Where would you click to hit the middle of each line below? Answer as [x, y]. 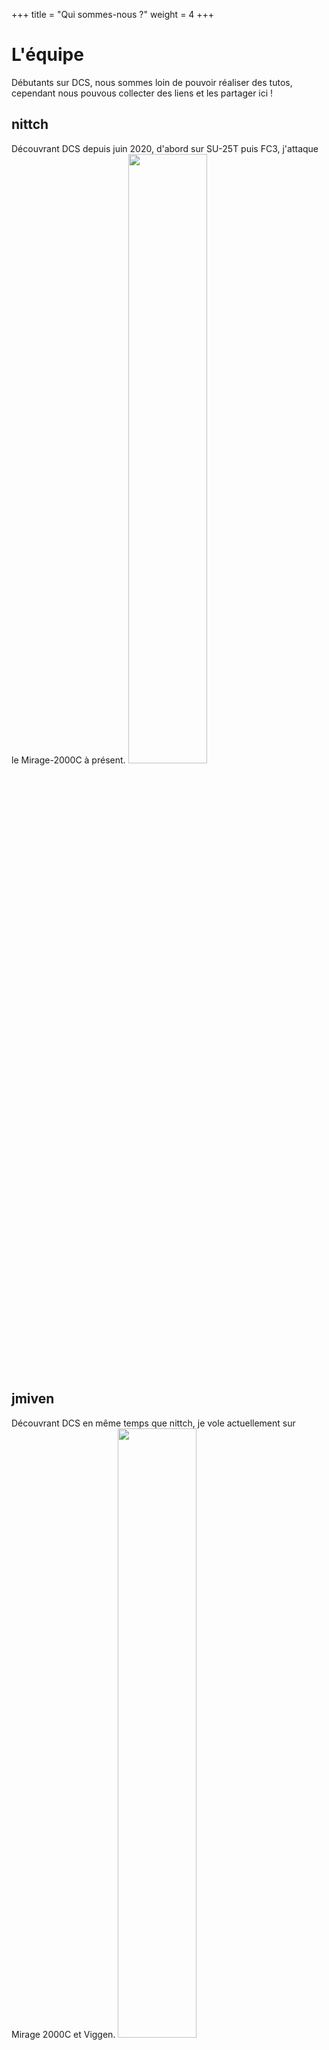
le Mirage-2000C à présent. [68, 760]
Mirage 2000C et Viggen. [63, 2034]
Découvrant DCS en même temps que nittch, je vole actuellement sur [153, 1423]
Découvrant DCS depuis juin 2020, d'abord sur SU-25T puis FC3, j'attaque [165, 148]
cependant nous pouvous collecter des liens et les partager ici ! [142, 93]
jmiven [33, 1399]
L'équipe [47, 55]
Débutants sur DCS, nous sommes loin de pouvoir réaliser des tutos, [152, 82]
